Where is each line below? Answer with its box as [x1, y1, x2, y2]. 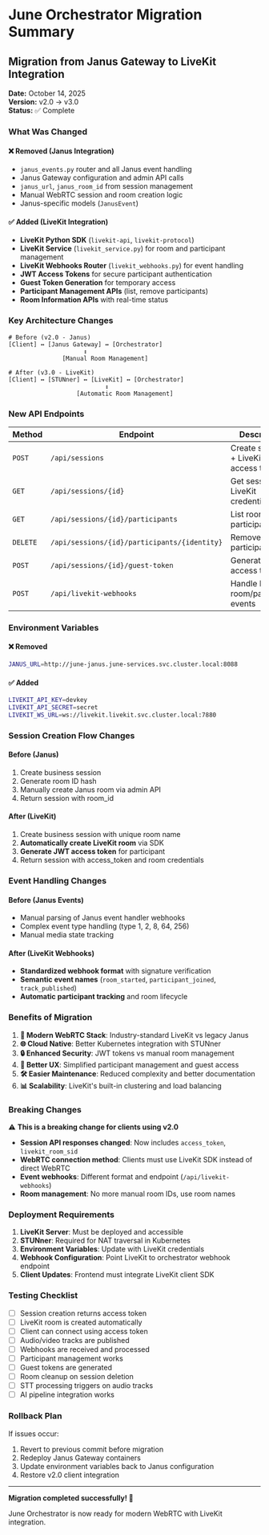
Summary [8, 22, 74, 41]
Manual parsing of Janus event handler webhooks [19, 913, 186, 923]
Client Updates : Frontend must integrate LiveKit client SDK [19, 1270, 215, 1280]
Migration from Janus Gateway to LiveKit [8, 55, 217, 68]
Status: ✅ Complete [8, 106, 75, 115]
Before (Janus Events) [8, 895, 84, 904]
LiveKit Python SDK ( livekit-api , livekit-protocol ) [19, 235, 195, 245]
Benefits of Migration [8, 1012, 93, 1023]
